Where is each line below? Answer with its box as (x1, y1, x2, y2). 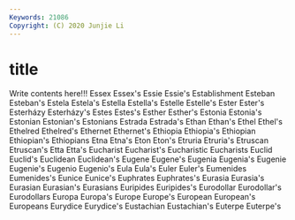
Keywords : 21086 (9, 12, 69, 22)
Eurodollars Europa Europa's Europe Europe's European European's (9, 192, 256, 202)
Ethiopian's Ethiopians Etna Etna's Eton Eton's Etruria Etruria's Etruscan (9, 135, 269, 146)
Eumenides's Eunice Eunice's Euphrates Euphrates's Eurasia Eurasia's (9, 173, 265, 184)
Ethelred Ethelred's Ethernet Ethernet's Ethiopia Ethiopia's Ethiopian (9, 125, 256, 137)
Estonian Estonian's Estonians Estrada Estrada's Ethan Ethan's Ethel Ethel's (9, 117, 283, 127)
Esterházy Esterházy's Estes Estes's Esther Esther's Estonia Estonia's (9, 107, 262, 118)
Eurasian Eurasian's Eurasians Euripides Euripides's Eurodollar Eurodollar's (9, 182, 283, 193)
